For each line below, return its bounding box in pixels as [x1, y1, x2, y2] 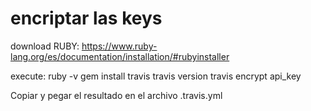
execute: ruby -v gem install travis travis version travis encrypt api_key [10, 70, 302, 82]
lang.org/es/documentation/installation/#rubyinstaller [10, 50, 230, 62]
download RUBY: [10, 40, 80, 52]
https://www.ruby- [81, 40, 158, 52]
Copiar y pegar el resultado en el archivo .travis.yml [10, 89, 223, 101]
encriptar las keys [10, 7, 163, 30]
